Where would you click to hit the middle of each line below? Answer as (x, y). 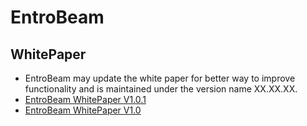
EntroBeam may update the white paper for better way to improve (160, 78)
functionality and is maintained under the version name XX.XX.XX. (161, 89)
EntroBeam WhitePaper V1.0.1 (85, 99)
